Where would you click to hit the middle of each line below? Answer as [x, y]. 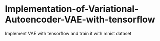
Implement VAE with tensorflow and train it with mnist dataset [68, 33]
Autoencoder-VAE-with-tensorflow [80, 20]
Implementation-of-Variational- [72, 9]
